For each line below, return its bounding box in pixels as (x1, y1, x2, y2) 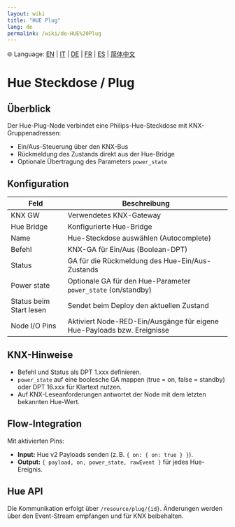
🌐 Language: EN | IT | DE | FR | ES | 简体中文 (7, 50, 136, 58)
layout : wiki (7, 10, 45, 18)
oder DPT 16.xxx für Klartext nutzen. (17, 382, 122, 391)
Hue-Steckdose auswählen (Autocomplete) (67, 233, 211, 243)
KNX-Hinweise (7, 349, 73, 361)
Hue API (7, 486, 43, 498)
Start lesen (10, 305, 47, 315)
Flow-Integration (7, 418, 83, 430)
